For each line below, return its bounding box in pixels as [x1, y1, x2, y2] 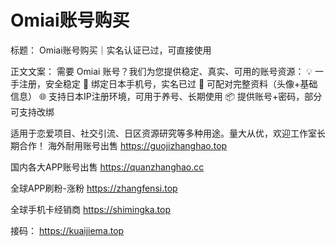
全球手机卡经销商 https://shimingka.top [10, 203, 172, 215]
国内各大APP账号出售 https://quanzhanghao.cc [10, 161, 205, 173]
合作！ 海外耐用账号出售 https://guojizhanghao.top [18, 139, 228, 151]
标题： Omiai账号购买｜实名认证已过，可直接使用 [10, 44, 212, 56]
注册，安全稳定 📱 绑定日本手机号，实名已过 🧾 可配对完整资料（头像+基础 [18, 77, 318, 90]
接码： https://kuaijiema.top [10, 224, 125, 236]
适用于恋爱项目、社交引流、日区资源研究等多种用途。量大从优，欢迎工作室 [10, 127, 317, 139]
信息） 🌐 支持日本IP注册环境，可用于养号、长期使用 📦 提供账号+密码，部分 [10, 90, 323, 102]
